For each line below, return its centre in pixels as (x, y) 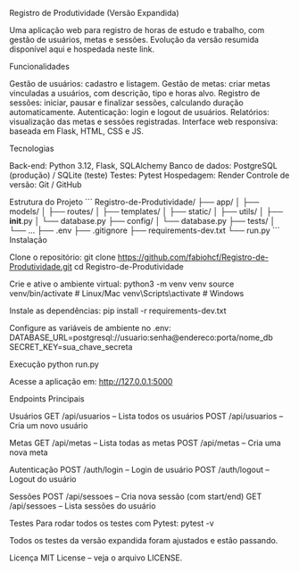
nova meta (29, 452)
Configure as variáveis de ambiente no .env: (90, 328)
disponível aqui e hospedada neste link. (82, 49)
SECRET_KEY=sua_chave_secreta (71, 347)
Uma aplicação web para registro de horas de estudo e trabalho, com (137, 30)
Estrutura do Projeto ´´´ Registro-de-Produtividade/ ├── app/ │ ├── (134, 202)
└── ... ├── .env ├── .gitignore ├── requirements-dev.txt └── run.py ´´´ (145, 230)
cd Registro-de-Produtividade (129, 266)
